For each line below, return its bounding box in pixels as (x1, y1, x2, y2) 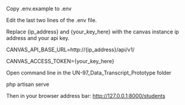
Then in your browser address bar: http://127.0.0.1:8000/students (6, 92, 166, 99)
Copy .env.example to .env (6, 5, 72, 12)
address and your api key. (6, 35, 70, 41)
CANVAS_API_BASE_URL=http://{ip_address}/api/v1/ (6, 46, 135, 53)
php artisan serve (6, 81, 50, 88)
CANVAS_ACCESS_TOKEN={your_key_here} (6, 58, 115, 64)
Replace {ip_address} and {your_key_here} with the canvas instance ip (6, 28, 179, 35)
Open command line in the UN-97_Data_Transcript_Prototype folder (6, 69, 172, 76)
